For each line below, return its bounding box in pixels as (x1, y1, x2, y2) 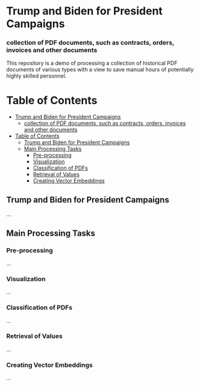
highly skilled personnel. (6, 72, 67, 79)
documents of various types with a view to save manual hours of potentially (6, 66, 194, 73)
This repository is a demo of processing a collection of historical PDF (6, 60, 178, 67)
